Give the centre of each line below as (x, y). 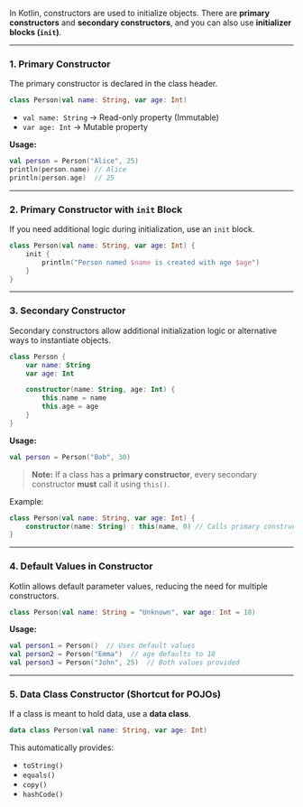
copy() (35, 785)
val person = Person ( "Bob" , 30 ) (70, 457)
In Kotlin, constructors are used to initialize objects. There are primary (140, 13)
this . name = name (74, 398)
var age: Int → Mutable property (85, 127)
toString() (43, 766)
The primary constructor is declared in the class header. (114, 84)
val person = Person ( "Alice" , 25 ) (74, 162)
